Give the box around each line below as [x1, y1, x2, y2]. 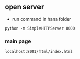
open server [5, 3, 44, 11]
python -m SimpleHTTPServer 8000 [5, 26, 75, 31]
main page [5, 38, 31, 45]
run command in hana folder [12, 16, 71, 22]
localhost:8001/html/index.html [5, 49, 73, 54]
